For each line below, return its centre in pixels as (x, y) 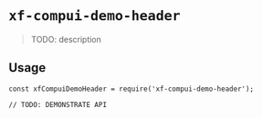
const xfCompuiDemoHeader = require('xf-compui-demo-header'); (131, 89)
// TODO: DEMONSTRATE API (58, 104)
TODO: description (66, 39)
